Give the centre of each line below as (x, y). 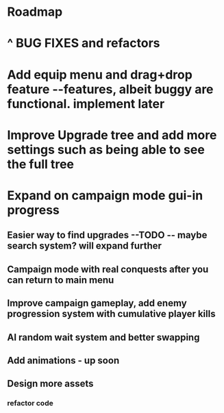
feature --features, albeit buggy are (110, 89)
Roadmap (35, 12)
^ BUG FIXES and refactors (84, 43)
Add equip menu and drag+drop (100, 74)
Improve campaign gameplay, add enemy (97, 303)
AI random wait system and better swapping (103, 337)
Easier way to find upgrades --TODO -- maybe (107, 235)
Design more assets (50, 384)
